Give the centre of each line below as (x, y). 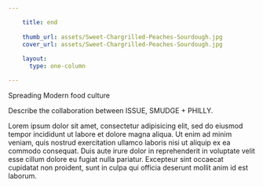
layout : (35, 59)
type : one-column (57, 66)
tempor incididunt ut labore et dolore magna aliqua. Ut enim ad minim (120, 134)
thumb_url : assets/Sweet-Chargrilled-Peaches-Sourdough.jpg (122, 37)
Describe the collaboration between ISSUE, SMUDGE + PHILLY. (111, 110)
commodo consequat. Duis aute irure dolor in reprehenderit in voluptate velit (131, 151)
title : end (40, 22)
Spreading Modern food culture (59, 95)
